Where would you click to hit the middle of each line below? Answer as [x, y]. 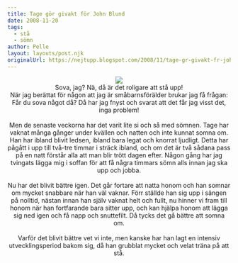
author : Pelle [28, 47]
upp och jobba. [119, 170]
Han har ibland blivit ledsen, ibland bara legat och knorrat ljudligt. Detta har [119, 140]
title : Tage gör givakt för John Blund [66, 14]
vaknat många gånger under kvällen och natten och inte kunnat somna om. [119, 133]
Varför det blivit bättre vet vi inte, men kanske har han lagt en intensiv [119, 237]
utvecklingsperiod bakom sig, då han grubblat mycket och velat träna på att [119, 245]
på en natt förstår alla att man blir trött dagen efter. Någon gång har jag [119, 155]
